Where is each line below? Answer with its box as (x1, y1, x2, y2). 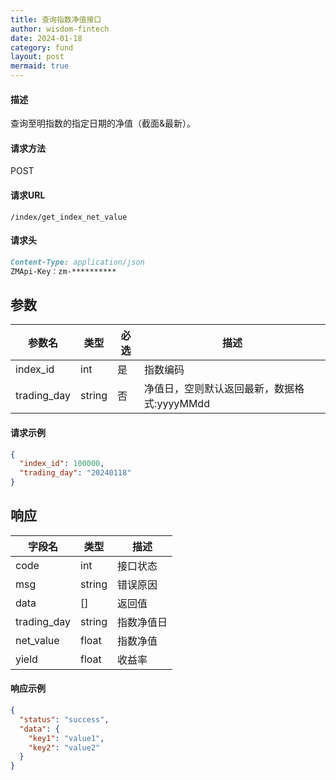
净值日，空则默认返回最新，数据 (144, 382, 295, 396)
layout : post (10, 52, 65, 62)
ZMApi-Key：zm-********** (10, 266, 117, 276)
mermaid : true (10, 61, 70, 71)
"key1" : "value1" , (28, 733, 105, 743)
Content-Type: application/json (10, 257, 145, 267)
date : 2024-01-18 (10, 33, 83, 43)
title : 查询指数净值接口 (10, 14, 102, 25)
